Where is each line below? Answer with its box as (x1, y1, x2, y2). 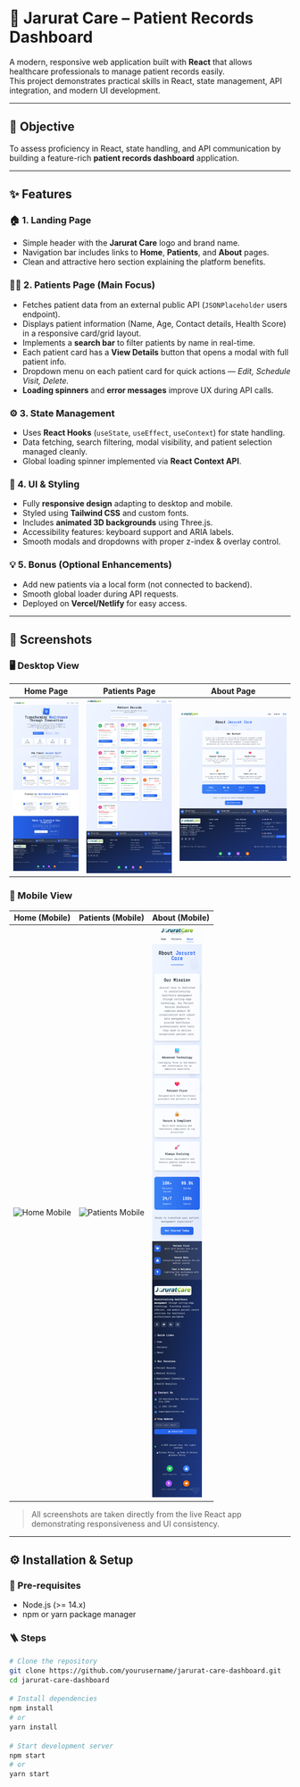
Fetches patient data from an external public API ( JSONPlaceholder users (21, 299, 287, 310)
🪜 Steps (9, 1632, 46, 1644)
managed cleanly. (21, 447, 87, 457)
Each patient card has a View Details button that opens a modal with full (21, 347, 288, 357)
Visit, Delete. (21, 375, 70, 386)
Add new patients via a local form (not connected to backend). (21, 579, 253, 589)
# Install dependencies (9, 1694, 98, 1704)
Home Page (23, 685, 69, 696)
